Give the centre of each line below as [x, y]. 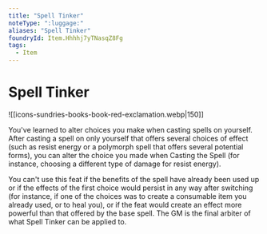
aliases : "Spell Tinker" [50, 30]
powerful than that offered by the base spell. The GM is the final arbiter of [130, 213]
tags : [17, 46]
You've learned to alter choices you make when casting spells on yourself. [131, 129]
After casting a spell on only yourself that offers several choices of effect [128, 138]
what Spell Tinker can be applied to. [68, 221]
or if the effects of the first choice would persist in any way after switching [131, 188]
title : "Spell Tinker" [46, 16]
